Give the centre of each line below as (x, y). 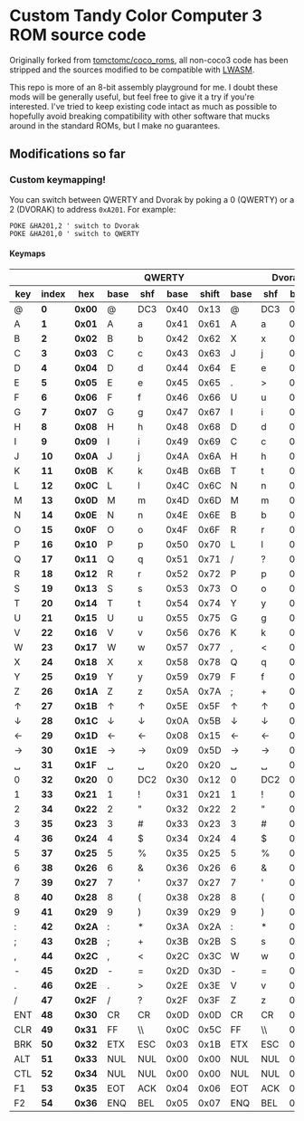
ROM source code (78, 35)
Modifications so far (67, 154)
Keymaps (28, 253)
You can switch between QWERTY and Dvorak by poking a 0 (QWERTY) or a (152, 199)
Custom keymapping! (58, 180)
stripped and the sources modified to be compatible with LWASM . (132, 70)
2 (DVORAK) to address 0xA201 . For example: (93, 209)
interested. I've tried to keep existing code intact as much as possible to (143, 106)
